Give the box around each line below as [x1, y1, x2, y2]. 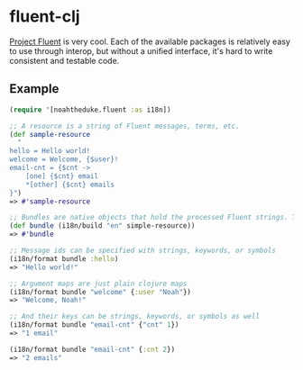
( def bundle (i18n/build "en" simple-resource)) [9, 221, 196, 230]
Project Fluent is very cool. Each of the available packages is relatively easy [9, 36, 290, 47]
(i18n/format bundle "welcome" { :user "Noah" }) [9, 287, 192, 296]
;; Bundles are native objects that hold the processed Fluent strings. [9, 213, 289, 222]
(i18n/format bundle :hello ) [9, 254, 119, 263]
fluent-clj [9, 6, 80, 27]
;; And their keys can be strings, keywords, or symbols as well [9, 312, 260, 321]
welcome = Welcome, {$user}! [9, 155, 119, 164]
